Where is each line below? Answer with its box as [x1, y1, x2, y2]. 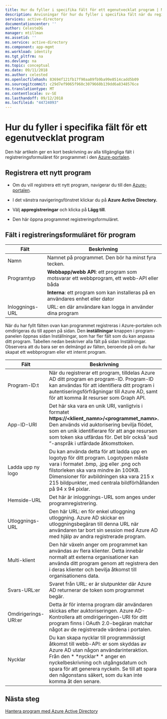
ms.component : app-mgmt [5, 44, 55, 49]
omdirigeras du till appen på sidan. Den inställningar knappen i [5, 328, 135, 334]
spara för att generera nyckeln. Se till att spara [49, 665, 157, 672]
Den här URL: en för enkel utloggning [49, 508, 136, 515]
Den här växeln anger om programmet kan [49, 541, 148, 548]
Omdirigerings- [7, 610, 45, 617]
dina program [47, 309, 79, 316]
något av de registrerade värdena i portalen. [49, 626, 152, 633]
